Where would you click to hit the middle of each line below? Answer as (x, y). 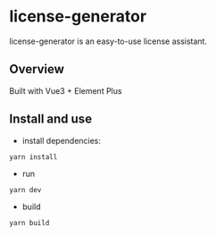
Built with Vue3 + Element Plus (66, 90)
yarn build (29, 223)
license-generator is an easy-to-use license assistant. (108, 41)
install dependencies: (61, 140)
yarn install (33, 157)
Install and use (50, 119)
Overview (37, 69)
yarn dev (25, 190)
